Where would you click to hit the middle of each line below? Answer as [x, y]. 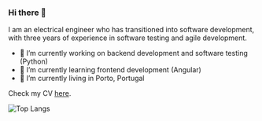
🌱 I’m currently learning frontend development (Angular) [111, 70]
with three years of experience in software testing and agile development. [128, 38]
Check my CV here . [40, 93]
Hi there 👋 [28, 13]
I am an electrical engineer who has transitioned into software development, [131, 30]
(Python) [34, 61]
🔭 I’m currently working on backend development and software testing [133, 53]
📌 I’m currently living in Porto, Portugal [82, 79]
